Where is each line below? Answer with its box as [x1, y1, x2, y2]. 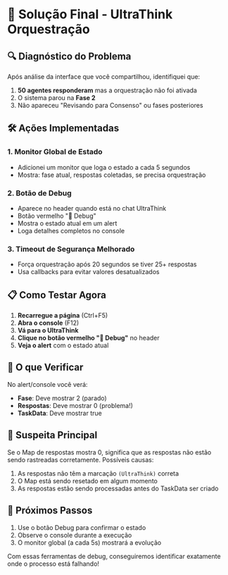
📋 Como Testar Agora [7, 289, 107, 301]
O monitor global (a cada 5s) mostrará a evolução [17, 538, 162, 547]
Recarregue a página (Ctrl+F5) [17, 311, 108, 320]
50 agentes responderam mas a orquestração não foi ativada [17, 86, 197, 94]
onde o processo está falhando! [7, 559, 100, 568]
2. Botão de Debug [7, 188, 72, 198]
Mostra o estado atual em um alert [17, 218, 118, 228]
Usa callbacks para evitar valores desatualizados [17, 268, 160, 276]
